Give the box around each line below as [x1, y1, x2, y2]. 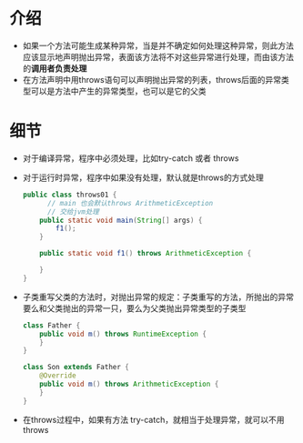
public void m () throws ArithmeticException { [39, 379, 219, 388]
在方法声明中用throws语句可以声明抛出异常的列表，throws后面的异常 [22, 74, 282, 85]
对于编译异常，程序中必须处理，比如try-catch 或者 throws [22, 152, 239, 164]
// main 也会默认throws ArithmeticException [46, 198, 214, 207]
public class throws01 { [22, 190, 117, 199]
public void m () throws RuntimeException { [39, 329, 207, 338]
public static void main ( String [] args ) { [39, 216, 203, 225]
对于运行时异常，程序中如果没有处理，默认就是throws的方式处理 [22, 172, 264, 183]
